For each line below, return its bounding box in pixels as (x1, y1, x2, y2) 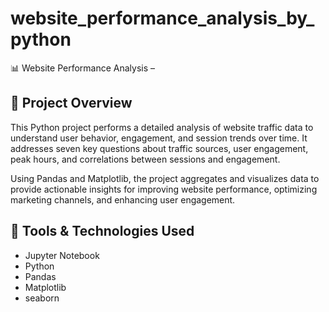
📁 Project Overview (10, 95, 133, 112)
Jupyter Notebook (24, 249, 100, 261)
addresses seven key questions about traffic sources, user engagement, (10, 142, 309, 154)
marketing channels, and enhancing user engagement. (10, 193, 236, 206)
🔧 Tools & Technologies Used (10, 223, 195, 240)
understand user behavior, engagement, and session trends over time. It (10, 132, 308, 144)
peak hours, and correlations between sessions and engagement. (10, 153, 281, 165)
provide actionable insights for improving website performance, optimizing (10, 183, 318, 195)
